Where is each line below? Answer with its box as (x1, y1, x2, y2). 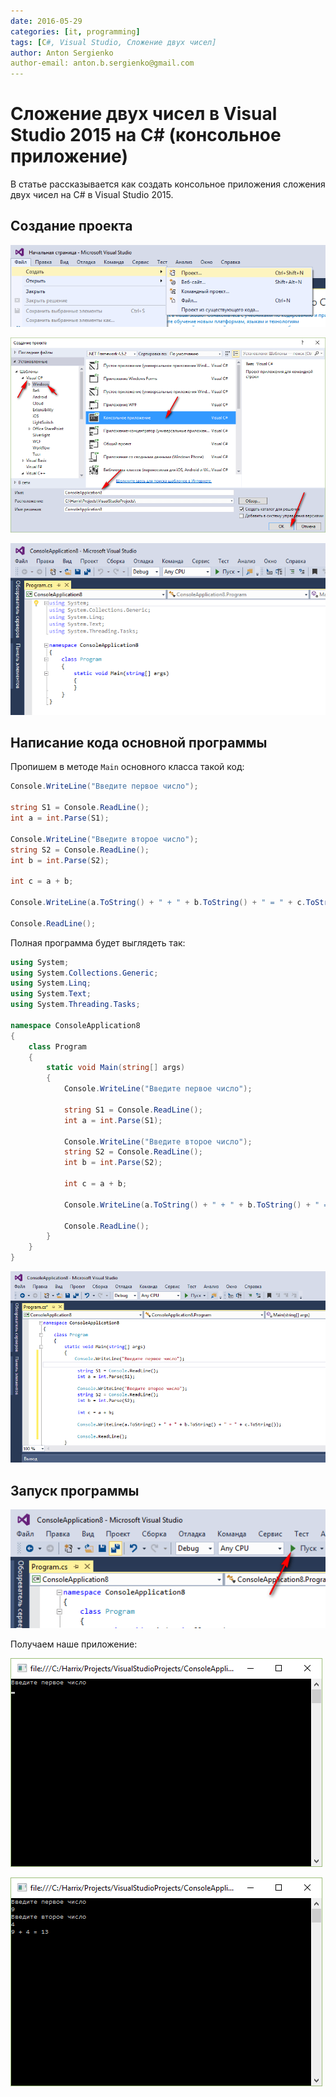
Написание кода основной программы (10, 735, 268, 752)
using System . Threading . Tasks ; (10, 1000, 141, 1010)
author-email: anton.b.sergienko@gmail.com (10, 58, 195, 69)
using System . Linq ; (10, 978, 92, 989)
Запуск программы (10, 1482, 140, 1499)
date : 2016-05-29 (10, 16, 83, 26)
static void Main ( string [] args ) (46, 1063, 186, 1073)
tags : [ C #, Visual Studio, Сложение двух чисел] (10, 37, 217, 47)
